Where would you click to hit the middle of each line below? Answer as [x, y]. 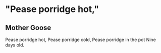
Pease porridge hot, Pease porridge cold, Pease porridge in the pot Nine [81, 39]
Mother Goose [28, 28]
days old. [15, 45]
